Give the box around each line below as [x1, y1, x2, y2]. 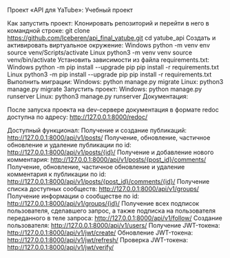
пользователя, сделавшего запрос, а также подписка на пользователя [7, 206, 216, 215]
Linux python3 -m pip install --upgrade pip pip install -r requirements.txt [7, 70, 212, 78]
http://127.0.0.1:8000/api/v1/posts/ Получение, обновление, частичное [7, 133, 211, 142]
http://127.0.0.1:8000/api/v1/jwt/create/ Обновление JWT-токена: [7, 228, 194, 237]
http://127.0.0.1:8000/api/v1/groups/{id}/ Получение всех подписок [7, 200, 200, 207]
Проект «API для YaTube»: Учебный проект [7, 6, 133, 14]
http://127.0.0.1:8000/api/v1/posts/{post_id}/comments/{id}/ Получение [7, 178, 210, 185]
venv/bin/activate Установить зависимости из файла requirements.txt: [7, 56, 210, 64]
